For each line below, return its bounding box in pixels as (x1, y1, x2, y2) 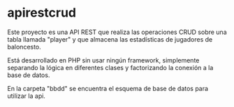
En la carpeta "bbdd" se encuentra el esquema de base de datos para (7, 84, 208, 92)
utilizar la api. (7, 92, 45, 100)
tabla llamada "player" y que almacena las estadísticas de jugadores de (7, 35, 213, 43)
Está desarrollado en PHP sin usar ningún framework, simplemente (7, 56, 200, 64)
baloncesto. (7, 42, 42, 51)
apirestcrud (7, 5, 77, 21)
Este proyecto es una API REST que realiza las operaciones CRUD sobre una (7, 28, 227, 36)
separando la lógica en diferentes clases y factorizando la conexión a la (7, 63, 214, 72)
